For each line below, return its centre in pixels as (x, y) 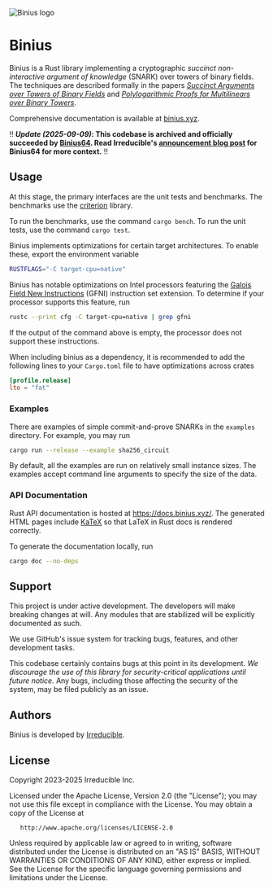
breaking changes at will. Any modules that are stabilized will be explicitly (132, 615)
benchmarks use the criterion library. (71, 205)
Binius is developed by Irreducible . (67, 735)
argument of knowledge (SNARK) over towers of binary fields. (150, 77)
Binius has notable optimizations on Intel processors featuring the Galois (130, 284)
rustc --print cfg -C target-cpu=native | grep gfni (100, 317)
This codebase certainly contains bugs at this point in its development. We (134, 663)
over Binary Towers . (43, 103)
